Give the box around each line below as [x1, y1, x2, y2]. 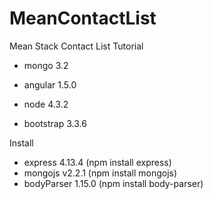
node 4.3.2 [23, 98, 69, 110]
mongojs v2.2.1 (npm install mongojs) [23, 167, 178, 179]
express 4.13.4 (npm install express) [23, 156, 172, 168]
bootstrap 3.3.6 [23, 117, 87, 129]
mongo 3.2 [23, 59, 69, 71]
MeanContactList [9, 7, 157, 30]
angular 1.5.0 [23, 78, 77, 91]
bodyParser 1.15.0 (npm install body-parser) [23, 177, 204, 189]
